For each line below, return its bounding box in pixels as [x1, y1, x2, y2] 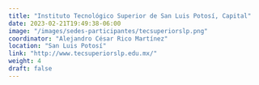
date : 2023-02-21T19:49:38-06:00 [8, 19, 121, 28]
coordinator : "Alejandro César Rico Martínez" [8, 34, 168, 43]
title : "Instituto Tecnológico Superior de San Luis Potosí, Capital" [8, 11, 252, 20]
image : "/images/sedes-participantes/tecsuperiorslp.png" [8, 27, 208, 35]
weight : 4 [8, 57, 42, 66]
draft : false [8, 65, 53, 73]
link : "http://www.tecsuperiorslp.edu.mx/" [8, 49, 158, 57]
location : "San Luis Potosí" [8, 42, 107, 50]
